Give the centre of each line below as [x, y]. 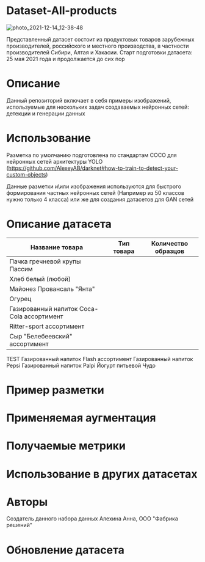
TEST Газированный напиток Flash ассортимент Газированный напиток [100, 359]
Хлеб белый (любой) [40, 279]
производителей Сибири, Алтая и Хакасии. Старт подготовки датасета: [99, 52]
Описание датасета [59, 224]
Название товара [57, 247]
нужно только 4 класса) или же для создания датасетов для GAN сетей [100, 199]
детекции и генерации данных [46, 113]
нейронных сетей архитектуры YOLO [55, 161]
